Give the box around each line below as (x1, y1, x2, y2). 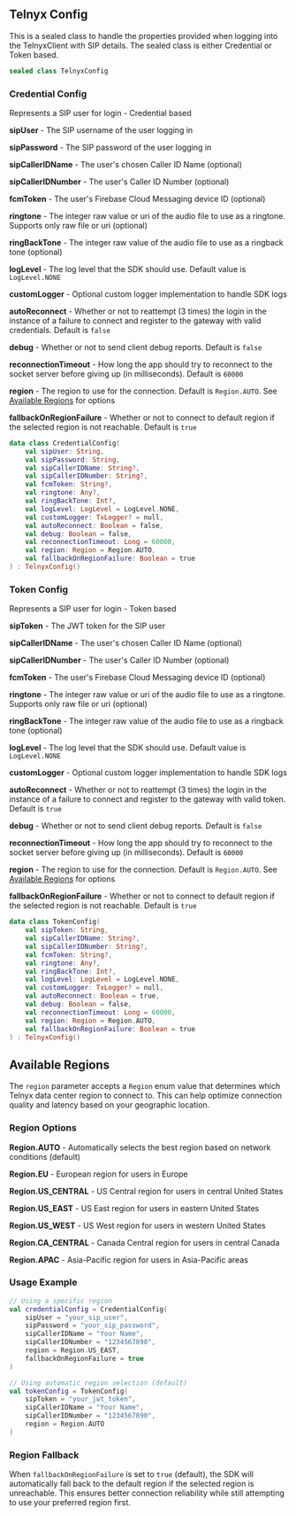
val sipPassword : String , (25, 455, 121, 464)
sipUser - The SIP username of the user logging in (9, 124, 194, 136)
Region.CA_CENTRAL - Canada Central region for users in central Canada (9, 1237, 280, 1248)
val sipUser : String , (25, 447, 104, 455)
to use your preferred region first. (9, 1497, 131, 1508)
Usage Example (9, 1276, 78, 1288)
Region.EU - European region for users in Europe (9, 1169, 188, 1179)
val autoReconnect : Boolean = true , (25, 991, 161, 1000)
